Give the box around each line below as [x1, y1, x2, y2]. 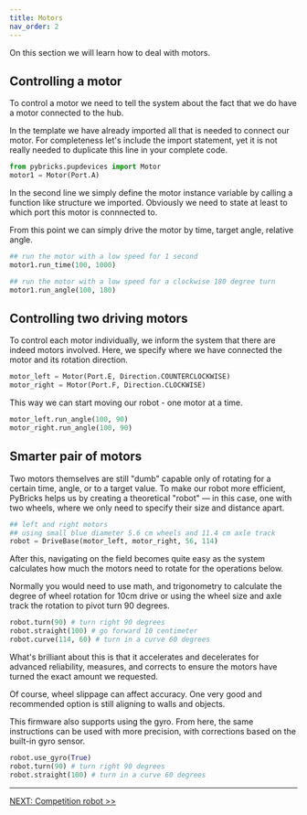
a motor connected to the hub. [9, 107, 124, 119]
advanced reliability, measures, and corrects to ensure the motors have [9, 660, 278, 672]
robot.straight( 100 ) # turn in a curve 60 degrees [9, 770, 206, 779]
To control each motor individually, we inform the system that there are [9, 335, 276, 346]
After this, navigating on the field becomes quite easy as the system [9, 553, 266, 564]
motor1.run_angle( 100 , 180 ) [9, 285, 117, 295]
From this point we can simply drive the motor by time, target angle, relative [9, 225, 294, 236]
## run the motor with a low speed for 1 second [9, 252, 198, 262]
